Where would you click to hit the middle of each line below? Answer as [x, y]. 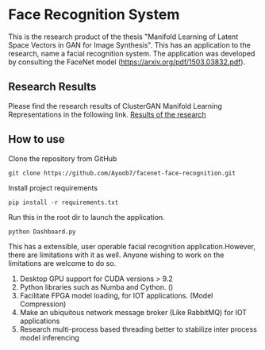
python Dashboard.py [42, 232]
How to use [36, 139]
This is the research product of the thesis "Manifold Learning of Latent [123, 37]
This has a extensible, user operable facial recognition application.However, [132, 246]
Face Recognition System [94, 15]
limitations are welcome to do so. [62, 263]
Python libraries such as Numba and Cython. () [96, 287]
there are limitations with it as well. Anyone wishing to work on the [116, 255]
